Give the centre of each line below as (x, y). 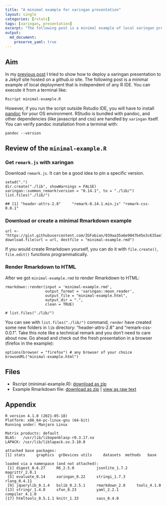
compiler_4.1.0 (21, 494)
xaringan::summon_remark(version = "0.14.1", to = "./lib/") (70, 191)
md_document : (23, 38)
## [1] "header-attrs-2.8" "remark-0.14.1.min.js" (63, 204)
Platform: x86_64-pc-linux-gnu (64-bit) (48, 420)
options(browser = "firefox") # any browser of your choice (69, 352)
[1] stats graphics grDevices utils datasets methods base (81, 455)
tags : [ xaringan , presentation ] (39, 24)
